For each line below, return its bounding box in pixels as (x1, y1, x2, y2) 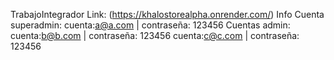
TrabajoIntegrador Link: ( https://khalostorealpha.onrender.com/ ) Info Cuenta (10, 9, 325, 20)
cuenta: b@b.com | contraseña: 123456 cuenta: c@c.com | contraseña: (10, 30, 300, 41)
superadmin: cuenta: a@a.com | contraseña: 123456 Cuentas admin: (10, 19, 291, 31)
